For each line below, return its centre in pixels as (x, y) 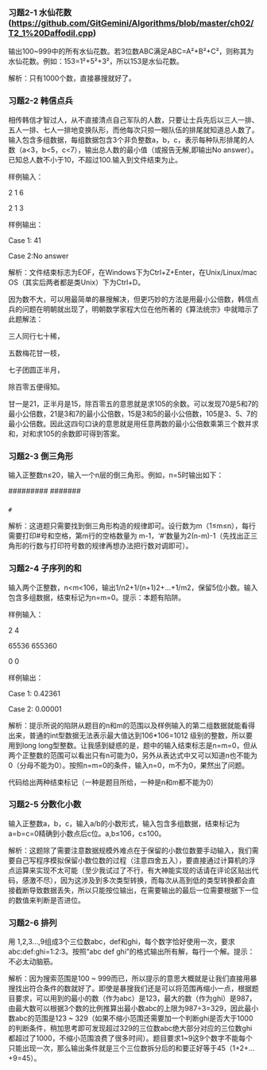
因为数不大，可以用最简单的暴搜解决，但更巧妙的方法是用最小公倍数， (123, 299)
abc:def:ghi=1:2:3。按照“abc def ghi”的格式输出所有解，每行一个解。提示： (132, 952)
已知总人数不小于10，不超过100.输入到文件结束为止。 (95, 159)
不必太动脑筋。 (33, 962)
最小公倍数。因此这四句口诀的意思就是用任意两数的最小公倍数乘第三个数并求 (133, 423)
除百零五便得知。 (36, 386)
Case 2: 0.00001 (35, 709)
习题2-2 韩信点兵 (41, 101)
